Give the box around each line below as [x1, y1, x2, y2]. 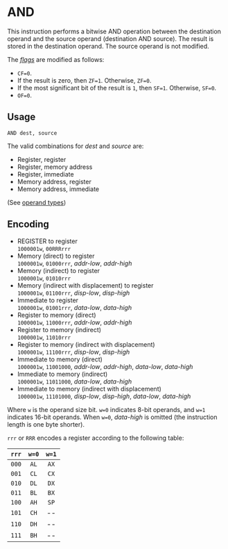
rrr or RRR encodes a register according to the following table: [7, 434, 184, 442]
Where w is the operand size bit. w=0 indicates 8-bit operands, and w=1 [7, 405, 206, 413]
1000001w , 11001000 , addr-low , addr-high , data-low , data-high [17, 362, 193, 370]
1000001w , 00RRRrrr [17, 244, 71, 252]
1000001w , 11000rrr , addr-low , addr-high [17, 318, 132, 327]
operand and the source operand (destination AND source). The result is [7, 34, 214, 42]
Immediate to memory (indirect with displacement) [17, 384, 161, 393]
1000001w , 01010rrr [17, 274, 71, 282]
